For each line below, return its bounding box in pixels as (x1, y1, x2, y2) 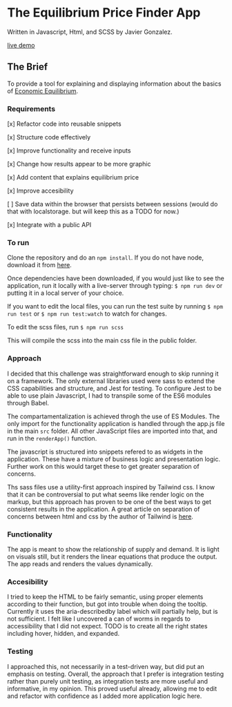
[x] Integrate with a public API (7, 221, 92, 229)
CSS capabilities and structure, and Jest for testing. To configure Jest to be (7, 384, 222, 392)
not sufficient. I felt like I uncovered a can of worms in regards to (7, 614, 191, 623)
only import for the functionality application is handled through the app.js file (7, 419, 225, 427)
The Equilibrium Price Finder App (7, 5, 201, 21)
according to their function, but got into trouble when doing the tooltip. (7, 600, 209, 608)
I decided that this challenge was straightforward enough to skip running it (7, 369, 219, 378)
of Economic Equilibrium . (7, 86, 78, 95)
